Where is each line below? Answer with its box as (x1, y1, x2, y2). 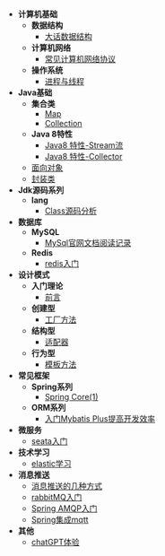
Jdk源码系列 (17, 185, 65, 195)
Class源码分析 (44, 205, 97, 216)
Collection (44, 118, 82, 128)
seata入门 (30, 436, 68, 447)
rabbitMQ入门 (30, 492, 82, 502)
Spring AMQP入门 (30, 503, 98, 514)
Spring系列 (30, 381, 74, 392)
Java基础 (17, 87, 53, 98)
